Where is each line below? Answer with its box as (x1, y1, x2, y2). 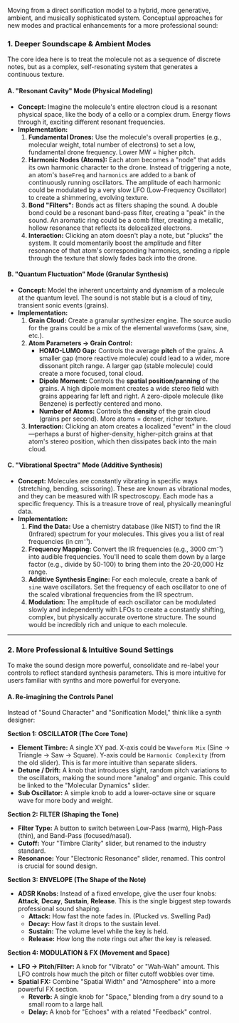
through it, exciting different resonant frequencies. (17, 117, 166, 126)
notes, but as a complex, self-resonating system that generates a (7, 63, 198, 71)
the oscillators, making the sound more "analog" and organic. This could (17, 774, 230, 782)
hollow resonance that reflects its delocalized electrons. (28, 224, 193, 232)
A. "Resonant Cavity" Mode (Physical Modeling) (7, 86, 153, 95)
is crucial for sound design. (17, 861, 98, 871)
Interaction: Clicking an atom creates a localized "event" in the (28, 421, 213, 430)
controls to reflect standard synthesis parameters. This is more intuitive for (7, 668, 226, 677)
